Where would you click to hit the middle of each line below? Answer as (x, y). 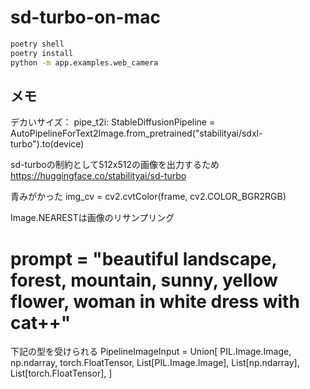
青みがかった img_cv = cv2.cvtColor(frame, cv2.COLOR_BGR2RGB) (148, 197)
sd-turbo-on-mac (85, 17)
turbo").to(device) (47, 144)
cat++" (41, 322)
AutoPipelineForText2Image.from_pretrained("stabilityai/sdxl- (136, 133)
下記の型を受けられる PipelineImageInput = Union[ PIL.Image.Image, (151, 352)
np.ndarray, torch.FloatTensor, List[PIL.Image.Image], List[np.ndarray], (155, 363)
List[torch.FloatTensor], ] (61, 373)
